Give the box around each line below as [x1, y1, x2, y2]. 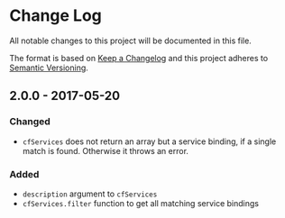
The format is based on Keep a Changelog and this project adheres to [9, 52, 269, 63]
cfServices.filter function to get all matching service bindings [22, 197, 260, 208]
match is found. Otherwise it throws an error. [22, 145, 189, 156]
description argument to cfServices [22, 188, 158, 199]
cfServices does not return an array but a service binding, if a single [22, 136, 277, 147]
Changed [9, 115, 51, 128]
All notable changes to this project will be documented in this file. [9, 35, 253, 46]
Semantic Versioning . [9, 62, 88, 73]
